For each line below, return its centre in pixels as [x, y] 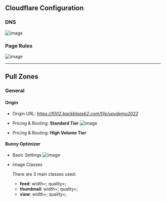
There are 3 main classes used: [44, 174]
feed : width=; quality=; [43, 183]
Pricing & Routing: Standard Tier [45, 123]
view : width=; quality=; [43, 194]
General [15, 91]
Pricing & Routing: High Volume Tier [49, 132]
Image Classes [27, 164]
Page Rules [19, 45]
